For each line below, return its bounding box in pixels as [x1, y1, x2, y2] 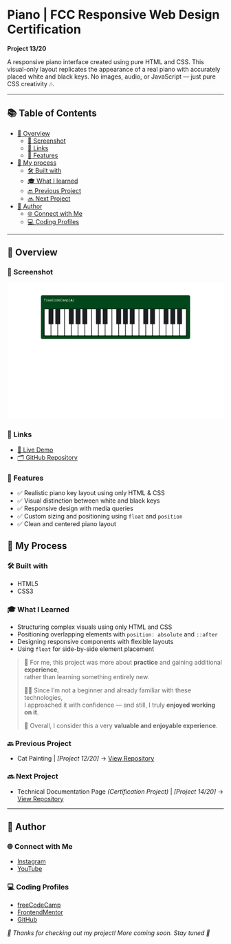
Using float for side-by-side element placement [16, 645, 155, 653]
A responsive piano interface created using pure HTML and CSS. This [7, 57, 205, 66]
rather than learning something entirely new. [23, 673, 150, 681]
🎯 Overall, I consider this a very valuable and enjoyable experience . [23, 721, 218, 730]
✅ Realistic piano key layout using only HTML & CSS [16, 489, 165, 497]
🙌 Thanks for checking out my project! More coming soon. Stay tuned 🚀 [7, 928, 211, 937]
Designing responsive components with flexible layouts [16, 638, 174, 646]
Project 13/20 [7, 44, 47, 52]
